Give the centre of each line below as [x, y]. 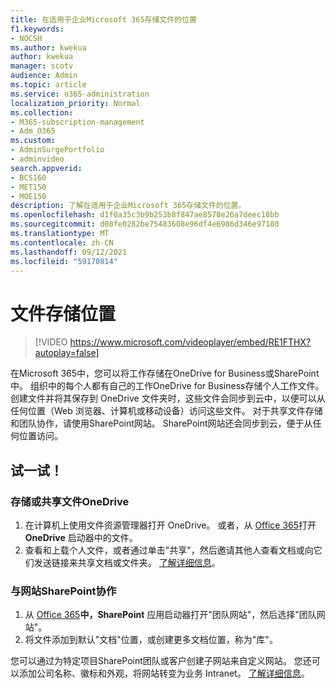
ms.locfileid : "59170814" [64, 261]
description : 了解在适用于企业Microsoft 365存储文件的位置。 [128, 206]
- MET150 [28, 187]
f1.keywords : [37, 29]
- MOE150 [28, 196]
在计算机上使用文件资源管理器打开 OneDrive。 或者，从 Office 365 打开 [170, 525]
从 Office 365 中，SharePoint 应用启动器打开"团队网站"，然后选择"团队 [170, 615]
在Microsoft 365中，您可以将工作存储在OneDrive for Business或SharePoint [165, 373]
